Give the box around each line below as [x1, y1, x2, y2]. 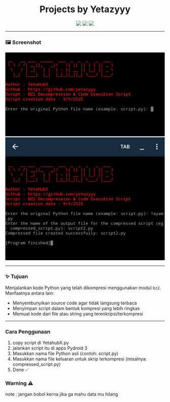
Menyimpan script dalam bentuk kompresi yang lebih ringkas [12, 305, 140, 311]
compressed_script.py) [12, 361, 61, 367]
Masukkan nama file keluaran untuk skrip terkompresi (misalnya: [12, 356, 147, 362]
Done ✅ [12, 366, 29, 373]
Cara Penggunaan [5, 328, 51, 335]
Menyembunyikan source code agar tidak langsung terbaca [12, 300, 137, 306]
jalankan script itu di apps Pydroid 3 [12, 345, 88, 351]
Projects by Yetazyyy [39, 4, 131, 15]
